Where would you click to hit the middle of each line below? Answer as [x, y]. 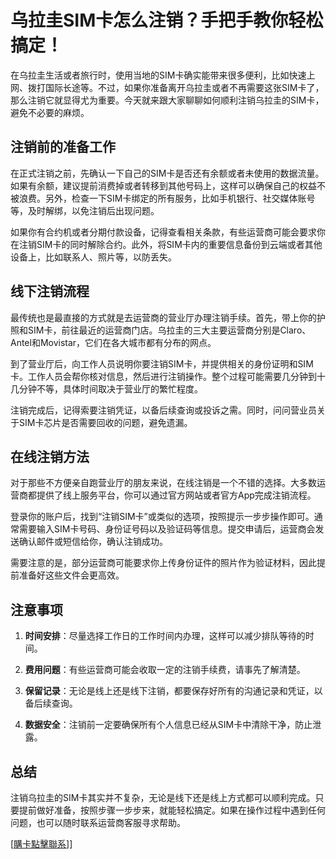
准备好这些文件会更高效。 [71, 575]
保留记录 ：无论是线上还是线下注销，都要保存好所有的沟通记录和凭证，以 [173, 691]
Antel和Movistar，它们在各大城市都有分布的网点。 [113, 342]
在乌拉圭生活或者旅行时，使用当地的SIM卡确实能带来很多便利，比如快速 [158, 75]
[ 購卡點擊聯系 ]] [41, 844]
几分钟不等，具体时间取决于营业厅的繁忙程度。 [106, 388]
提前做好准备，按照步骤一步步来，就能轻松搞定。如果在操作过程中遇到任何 [172, 810]
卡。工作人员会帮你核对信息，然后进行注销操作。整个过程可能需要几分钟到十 [168, 376]
